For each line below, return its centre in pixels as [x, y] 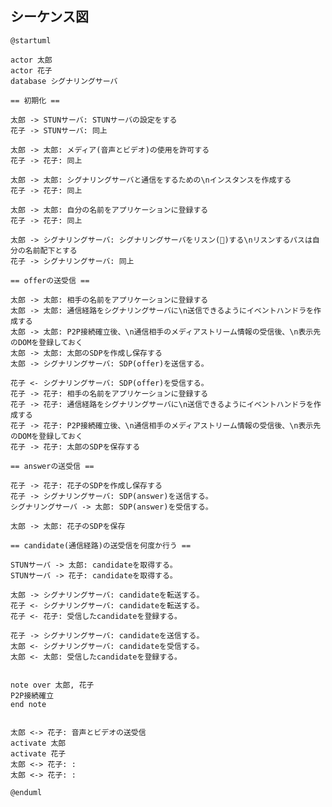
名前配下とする [51, 250]
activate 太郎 [38, 743]
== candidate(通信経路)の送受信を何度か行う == [101, 545]
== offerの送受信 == [50, 280]
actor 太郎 [31, 60]
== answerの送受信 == [52, 466]
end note [28, 704]
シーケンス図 [49, 17]
